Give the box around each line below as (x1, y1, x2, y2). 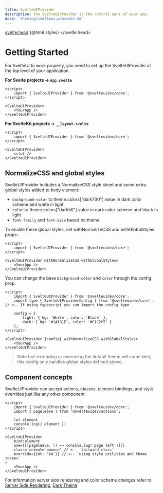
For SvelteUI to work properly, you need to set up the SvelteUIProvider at (5, 63, 151, 69)
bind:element (14, 438, 40, 443)
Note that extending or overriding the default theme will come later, (17, 354, 152, 360)
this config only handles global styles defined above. (17, 359, 123, 365)
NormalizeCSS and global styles (5, 169, 105, 177)
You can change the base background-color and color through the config (5, 275, 152, 281)
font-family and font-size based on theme (12, 217, 100, 223)
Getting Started (5, 47, 69, 57)
